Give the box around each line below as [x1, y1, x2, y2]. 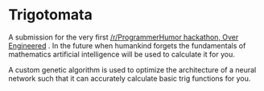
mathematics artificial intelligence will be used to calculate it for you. [8, 49, 235, 59]
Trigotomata [8, 6, 93, 24]
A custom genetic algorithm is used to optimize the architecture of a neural [8, 64, 257, 74]
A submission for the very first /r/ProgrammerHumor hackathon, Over [8, 32, 239, 42]
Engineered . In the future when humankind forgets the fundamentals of [8, 40, 246, 50]
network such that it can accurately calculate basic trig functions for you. [8, 73, 251, 83]
